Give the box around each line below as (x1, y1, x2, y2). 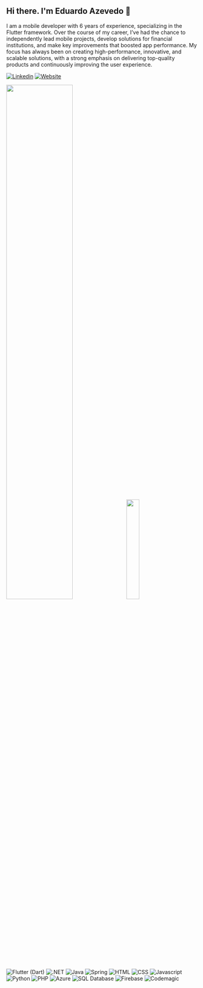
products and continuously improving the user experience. (6, 61, 153, 68)
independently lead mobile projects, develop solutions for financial (6, 35, 173, 42)
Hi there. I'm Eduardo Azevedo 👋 (6, 6, 131, 16)
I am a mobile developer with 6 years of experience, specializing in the (6, 22, 183, 29)
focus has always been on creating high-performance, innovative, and (6, 48, 182, 55)
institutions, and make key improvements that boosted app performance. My (6, 41, 197, 49)
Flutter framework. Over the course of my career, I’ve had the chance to (6, 29, 186, 36)
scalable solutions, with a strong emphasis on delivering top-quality (6, 54, 175, 61)
